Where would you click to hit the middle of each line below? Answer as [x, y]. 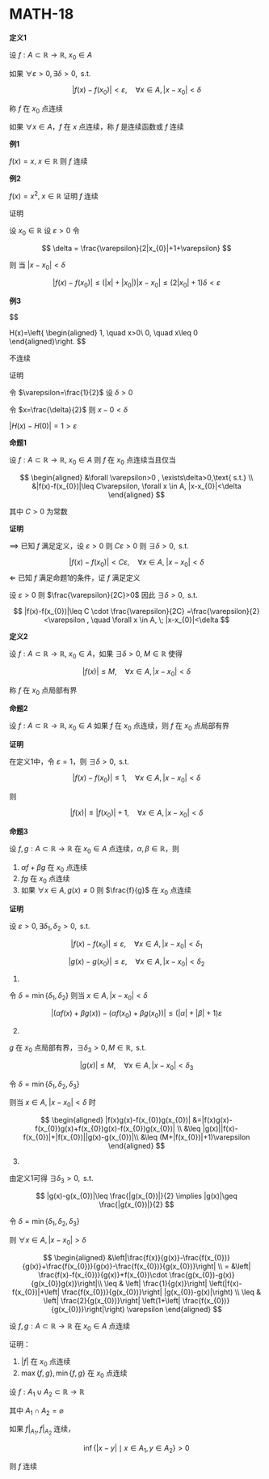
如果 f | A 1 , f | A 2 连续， [42, 1430]
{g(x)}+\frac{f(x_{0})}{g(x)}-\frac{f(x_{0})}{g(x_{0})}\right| [119, 1266]
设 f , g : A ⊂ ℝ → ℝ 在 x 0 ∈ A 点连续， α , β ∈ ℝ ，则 [95, 849]
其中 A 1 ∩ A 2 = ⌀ [36, 1411]
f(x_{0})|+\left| [36, 1292]
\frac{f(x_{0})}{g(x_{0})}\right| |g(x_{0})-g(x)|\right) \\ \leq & [161, 1292]
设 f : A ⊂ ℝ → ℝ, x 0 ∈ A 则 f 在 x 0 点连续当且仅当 [92, 461]
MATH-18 [42, 14]
